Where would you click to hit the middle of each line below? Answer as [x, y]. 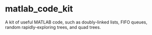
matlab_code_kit [39, 9]
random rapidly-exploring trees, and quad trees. [53, 27]
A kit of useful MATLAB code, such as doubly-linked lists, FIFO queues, [76, 22]
